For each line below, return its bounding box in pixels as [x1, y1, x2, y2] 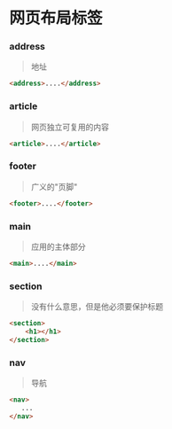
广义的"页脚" [30, 181, 78, 191]
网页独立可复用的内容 [30, 121, 109, 132]
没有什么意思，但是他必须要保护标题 [30, 301, 164, 312]
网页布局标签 [9, 8, 104, 28]
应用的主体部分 [30, 241, 86, 252]
